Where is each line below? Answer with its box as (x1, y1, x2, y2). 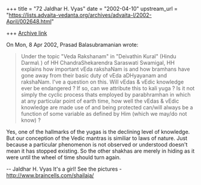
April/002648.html (6, 18, 52, 25)
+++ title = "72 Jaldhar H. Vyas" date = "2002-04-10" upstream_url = (6, 5, 178, 12)
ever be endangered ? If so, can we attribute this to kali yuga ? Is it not (20, 85, 195, 92)
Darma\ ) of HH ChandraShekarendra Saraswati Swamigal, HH (20, 59, 175, 66)
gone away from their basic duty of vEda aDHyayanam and (20, 72, 167, 79)
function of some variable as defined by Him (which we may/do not (20, 111, 187, 117)
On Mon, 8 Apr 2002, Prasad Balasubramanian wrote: (6, 41, 139, 48)
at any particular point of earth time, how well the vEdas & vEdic (20, 97, 179, 105)
